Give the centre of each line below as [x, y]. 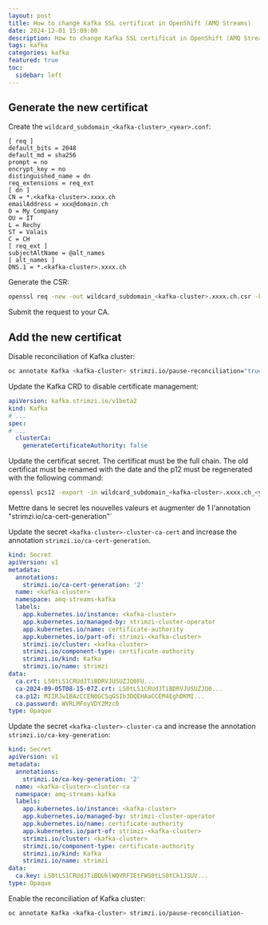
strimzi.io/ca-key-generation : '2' [82, 779]
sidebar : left [39, 75]
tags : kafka [28, 46]
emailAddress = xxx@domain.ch [59, 205]
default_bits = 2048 [43, 149]
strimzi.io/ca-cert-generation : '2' [84, 584]
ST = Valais [28, 233]
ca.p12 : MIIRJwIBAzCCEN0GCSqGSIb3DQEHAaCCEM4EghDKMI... [110, 696]
